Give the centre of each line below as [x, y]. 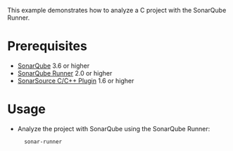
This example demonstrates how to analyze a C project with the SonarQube [117, 10]
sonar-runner [43, 141]
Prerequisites [48, 46]
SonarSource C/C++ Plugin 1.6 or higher [76, 80]
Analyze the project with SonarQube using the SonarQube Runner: [114, 128]
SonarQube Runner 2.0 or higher [65, 73]
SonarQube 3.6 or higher [53, 66]
